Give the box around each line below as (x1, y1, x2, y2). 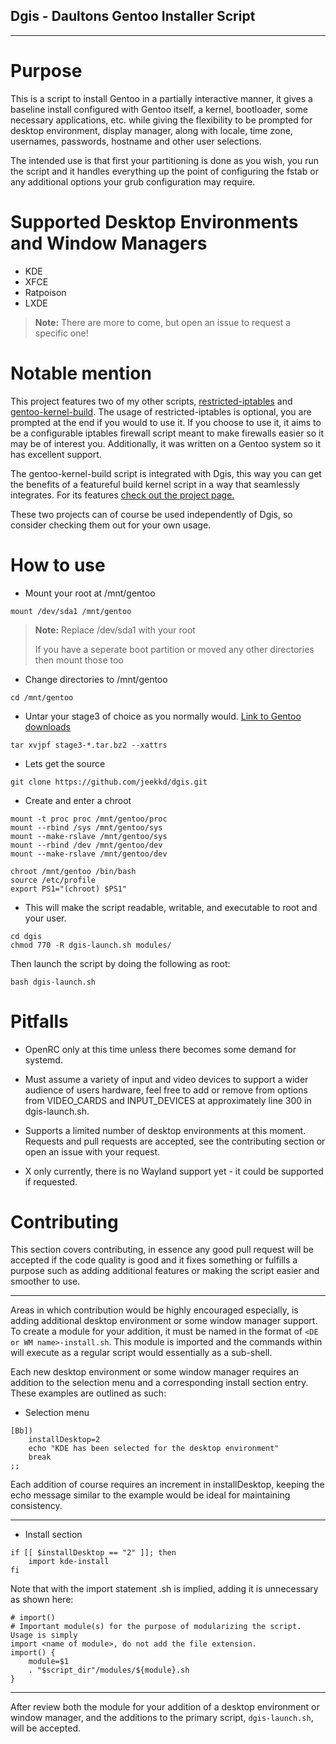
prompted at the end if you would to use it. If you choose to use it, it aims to (10, 416, 322, 428)
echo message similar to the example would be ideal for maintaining (10, 1489, 291, 1501)
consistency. (10, 1500, 63, 1512)
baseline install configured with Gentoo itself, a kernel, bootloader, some (10, 103, 308, 115)
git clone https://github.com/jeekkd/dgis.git (10, 777, 208, 787)
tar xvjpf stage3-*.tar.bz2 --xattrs (10, 740, 168, 750)
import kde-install (28, 1557, 110, 1567)
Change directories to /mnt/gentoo (24, 673, 168, 685)
